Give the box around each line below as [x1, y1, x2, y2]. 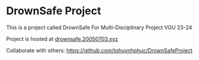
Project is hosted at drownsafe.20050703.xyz [6, 35, 118, 42]
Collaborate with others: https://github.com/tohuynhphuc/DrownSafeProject [6, 46, 192, 54]
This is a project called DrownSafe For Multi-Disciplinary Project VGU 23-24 [6, 24, 192, 31]
